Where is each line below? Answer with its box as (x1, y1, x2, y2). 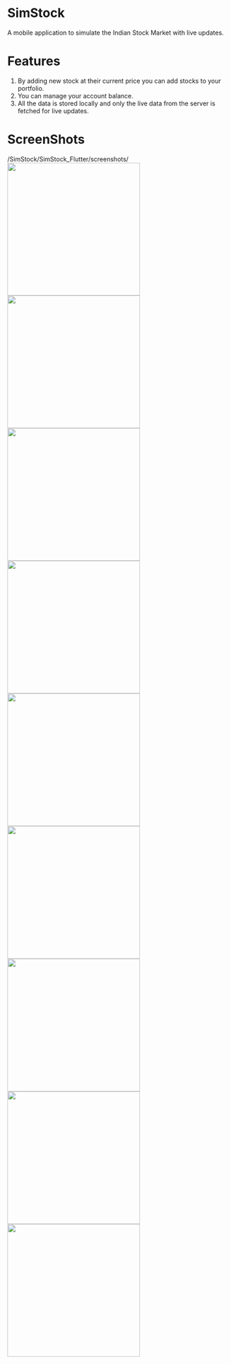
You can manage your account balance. (17, 91, 134, 100)
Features (7, 53, 61, 69)
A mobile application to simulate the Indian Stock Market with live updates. (7, 28, 224, 37)
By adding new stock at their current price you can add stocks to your (17, 76, 221, 85)
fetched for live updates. (17, 106, 90, 115)
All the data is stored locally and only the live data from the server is (17, 99, 215, 108)
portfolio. (17, 83, 45, 93)
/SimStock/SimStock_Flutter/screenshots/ (7, 154, 129, 163)
